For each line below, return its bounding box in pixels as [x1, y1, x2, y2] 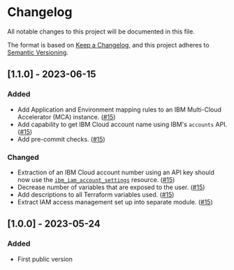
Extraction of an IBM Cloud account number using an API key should [17, 168, 214, 177]
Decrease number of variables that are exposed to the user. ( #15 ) [17, 183, 205, 191]
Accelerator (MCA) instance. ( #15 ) [17, 112, 116, 121]
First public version [17, 255, 73, 263]
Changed [7, 152, 40, 162]
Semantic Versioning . [7, 48, 68, 57]
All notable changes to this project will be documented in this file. [7, 27, 196, 36]
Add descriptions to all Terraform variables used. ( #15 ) [17, 190, 175, 199]
